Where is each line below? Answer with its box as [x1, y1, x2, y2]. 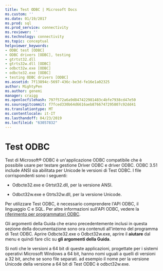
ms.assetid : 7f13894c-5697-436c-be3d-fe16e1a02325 [5, 79, 110, 84]
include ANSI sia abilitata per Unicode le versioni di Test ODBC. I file [5, 167, 142, 173]
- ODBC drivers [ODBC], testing [5, 52, 71, 57]
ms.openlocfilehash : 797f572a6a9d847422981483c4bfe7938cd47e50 [5, 98, 136, 103]
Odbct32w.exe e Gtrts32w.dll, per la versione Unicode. [12, 192, 122, 198]
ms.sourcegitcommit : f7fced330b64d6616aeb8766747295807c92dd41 [5, 102, 136, 107]
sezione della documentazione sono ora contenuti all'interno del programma [5, 226, 158, 232]
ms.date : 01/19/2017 [5, 16, 47, 21]
